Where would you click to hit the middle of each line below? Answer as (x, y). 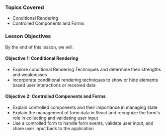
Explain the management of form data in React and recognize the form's (86, 113)
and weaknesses (30, 74)
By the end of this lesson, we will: (39, 47)
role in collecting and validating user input (55, 118)
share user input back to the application (53, 128)
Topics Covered (25, 7)
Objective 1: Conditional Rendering (42, 58)
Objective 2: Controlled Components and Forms (55, 96)
